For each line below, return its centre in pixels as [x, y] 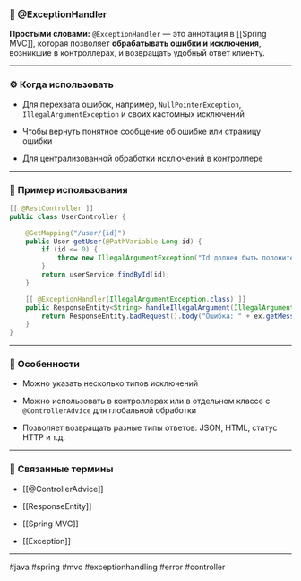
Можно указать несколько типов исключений [110, 383]
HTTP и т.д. [43, 437]
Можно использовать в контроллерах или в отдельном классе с [146, 401]
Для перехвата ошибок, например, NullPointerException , [132, 104]
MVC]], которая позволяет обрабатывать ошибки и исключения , [135, 43]
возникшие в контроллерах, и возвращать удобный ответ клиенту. [138, 53]
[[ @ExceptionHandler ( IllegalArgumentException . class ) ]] [136, 299]
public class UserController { [68, 216]
